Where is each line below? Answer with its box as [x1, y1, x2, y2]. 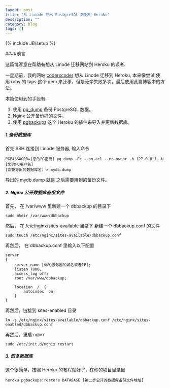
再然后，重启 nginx [5, 332, 45, 338]
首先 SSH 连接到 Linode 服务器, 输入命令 [5, 146, 90, 152]
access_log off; [14, 271, 49, 276]
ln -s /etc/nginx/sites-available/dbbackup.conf [5, 318, 110, 323]
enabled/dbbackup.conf [5, 322, 53, 327]
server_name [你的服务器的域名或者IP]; [14, 262, 91, 268]
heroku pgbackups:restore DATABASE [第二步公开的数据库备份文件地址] [5, 378, 144, 383]
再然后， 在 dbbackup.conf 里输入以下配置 [5, 242, 94, 249]
